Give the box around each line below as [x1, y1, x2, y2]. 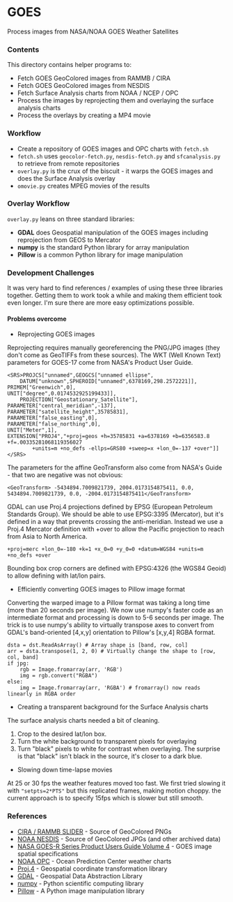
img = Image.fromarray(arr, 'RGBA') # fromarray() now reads [19, 684, 200, 691]
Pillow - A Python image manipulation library [17, 887, 145, 895]
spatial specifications [17, 849, 79, 858]
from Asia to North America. [7, 532, 88, 541]
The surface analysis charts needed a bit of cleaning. [7, 716, 160, 725]
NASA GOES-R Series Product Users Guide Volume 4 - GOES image [17, 842, 212, 850]
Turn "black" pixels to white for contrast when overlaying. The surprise [17, 744, 220, 753]
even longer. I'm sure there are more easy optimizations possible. [7, 299, 195, 307]
